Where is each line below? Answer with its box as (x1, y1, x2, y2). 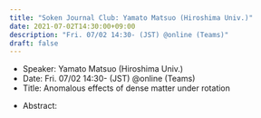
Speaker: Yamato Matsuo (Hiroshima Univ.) (22, 64, 184, 74)
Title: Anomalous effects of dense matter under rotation (22, 83, 231, 93)
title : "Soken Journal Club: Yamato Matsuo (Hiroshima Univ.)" (9, 13, 254, 23)
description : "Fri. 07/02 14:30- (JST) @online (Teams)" (9, 30, 229, 39)
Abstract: (22, 101, 57, 112)
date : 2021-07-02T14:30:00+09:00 (9, 22, 136, 31)
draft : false (9, 38, 59, 48)
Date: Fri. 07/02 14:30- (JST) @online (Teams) (22, 74, 196, 84)
